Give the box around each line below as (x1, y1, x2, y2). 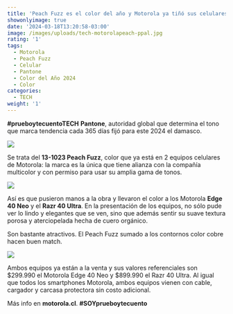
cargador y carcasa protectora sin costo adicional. (7, 286, 151, 294)
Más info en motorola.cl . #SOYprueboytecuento (7, 299, 148, 307)
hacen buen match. (7, 237, 62, 245)
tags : (7, 42, 23, 49)
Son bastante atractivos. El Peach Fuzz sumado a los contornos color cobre (7, 229, 224, 238)
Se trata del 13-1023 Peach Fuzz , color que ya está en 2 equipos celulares (7, 153, 221, 162)
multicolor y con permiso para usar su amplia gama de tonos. (7, 168, 182, 176)
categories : (7, 87, 42, 94)
